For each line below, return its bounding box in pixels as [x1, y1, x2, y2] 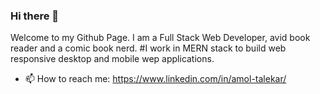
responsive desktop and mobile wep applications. [10, 53, 215, 65]
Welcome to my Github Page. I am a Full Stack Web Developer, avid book [10, 32, 311, 44]
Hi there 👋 [10, 9, 60, 23]
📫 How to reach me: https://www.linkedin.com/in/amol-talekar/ [24, 73, 287, 85]
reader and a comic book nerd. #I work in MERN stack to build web [10, 42, 287, 54]
